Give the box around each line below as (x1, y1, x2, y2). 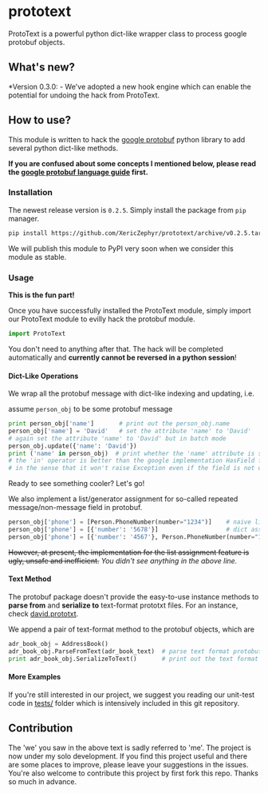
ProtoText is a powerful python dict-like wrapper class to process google (8, 29, 247, 38)
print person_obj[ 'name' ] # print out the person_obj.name (8, 420, 230, 428)
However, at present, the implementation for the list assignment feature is (8, 547, 250, 557)
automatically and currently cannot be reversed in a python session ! (8, 353, 237, 362)
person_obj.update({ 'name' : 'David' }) (8, 442, 137, 450)
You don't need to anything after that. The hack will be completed (8, 344, 223, 353)
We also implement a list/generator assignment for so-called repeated (8, 494, 238, 504)
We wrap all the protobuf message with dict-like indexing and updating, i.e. (8, 389, 255, 398)
